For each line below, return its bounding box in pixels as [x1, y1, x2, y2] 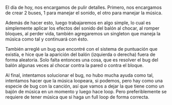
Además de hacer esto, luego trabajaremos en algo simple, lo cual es [5, 20, 151, 26]
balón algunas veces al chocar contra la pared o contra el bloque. [5, 62, 144, 68]
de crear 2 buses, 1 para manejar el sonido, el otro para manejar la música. [5, 10, 163, 16]
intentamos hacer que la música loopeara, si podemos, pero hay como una [5, 78, 163, 83]
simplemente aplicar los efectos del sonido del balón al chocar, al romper [5, 25, 160, 31]
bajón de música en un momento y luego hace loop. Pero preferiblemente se [5, 89, 167, 94]
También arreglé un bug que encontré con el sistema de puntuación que [5, 46, 158, 52]
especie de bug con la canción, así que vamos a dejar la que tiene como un [5, 83, 165, 89]
